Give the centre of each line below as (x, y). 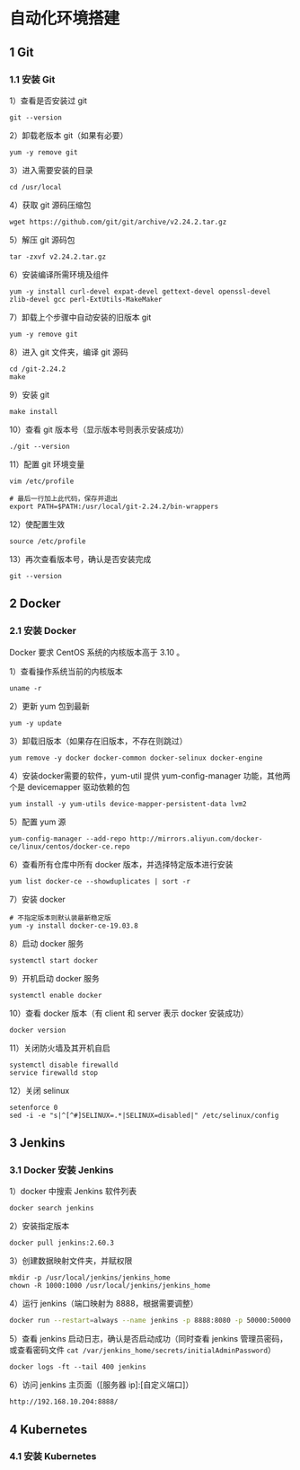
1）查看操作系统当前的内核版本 (66, 671)
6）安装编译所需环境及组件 (59, 274)
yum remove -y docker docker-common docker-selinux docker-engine (136, 758)
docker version (38, 1030)
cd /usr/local (36, 187)
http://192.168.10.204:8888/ (64, 1402)
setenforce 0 (34, 1107)
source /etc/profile (48, 541)
